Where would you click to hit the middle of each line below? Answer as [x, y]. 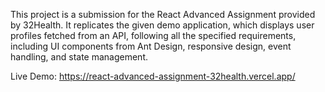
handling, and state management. [79, 57]
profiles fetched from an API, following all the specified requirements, [153, 35]
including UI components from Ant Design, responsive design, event [151, 46]
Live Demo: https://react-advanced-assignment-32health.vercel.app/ [153, 76]
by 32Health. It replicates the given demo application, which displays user [162, 25]
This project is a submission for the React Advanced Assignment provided [163, 14]
